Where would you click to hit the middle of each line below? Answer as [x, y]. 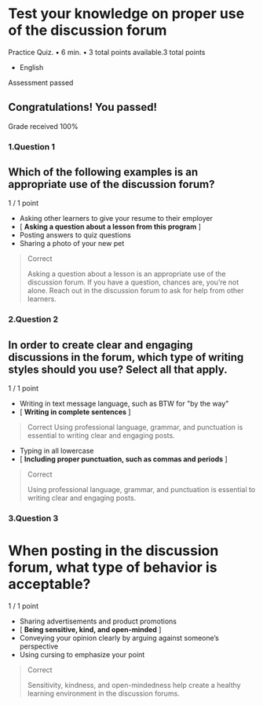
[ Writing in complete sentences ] [75, 412]
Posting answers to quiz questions [75, 235]
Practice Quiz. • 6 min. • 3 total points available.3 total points [107, 52]
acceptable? [49, 585]
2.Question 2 [33, 319]
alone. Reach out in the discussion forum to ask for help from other [135, 291]
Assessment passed [41, 83]
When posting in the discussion [113, 551]
